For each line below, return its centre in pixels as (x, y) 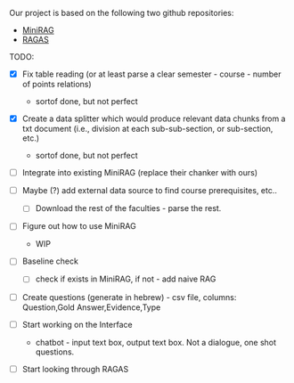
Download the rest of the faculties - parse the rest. (128, 208)
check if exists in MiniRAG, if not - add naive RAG (126, 279)
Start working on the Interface (77, 324)
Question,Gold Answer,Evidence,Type (91, 307)
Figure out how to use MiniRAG (79, 226)
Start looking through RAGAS (75, 369)
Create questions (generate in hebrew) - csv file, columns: (129, 297)
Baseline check (50, 261)
